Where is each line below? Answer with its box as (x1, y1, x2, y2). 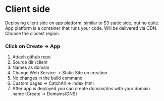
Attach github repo (12, 54, 51, 60)
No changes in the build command (12, 75, 83, 81)
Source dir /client (12, 59, 48, 65)
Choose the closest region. (5, 30, 60, 36)
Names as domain (12, 64, 50, 70)
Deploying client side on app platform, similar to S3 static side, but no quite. (5, 20, 160, 26)
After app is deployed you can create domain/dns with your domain (12, 86, 150, 92)
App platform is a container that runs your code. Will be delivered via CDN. (5, 25, 158, 31)
